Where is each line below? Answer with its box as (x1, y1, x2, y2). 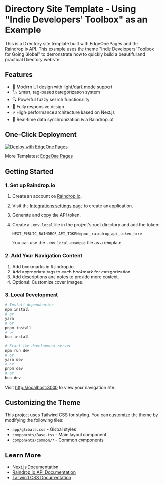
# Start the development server (5, 343, 71, 348)
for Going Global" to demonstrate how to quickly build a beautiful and (5, 51, 146, 57)
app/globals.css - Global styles (12, 426, 76, 432)
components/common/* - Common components (12, 437, 104, 443)
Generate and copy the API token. (12, 212, 81, 218)
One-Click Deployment (5, 130, 77, 139)
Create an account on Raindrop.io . (12, 193, 82, 199)
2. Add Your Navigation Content (5, 252, 82, 259)
